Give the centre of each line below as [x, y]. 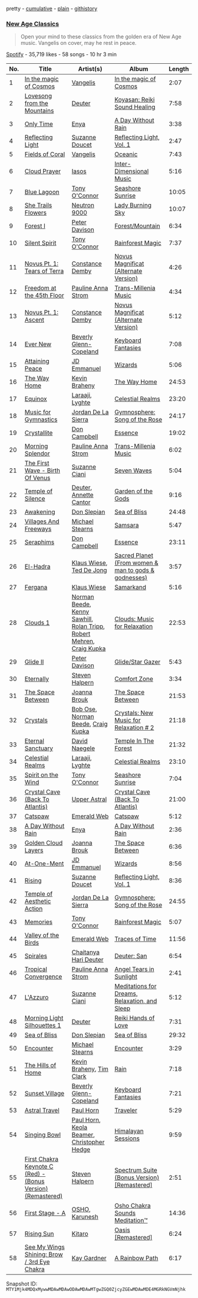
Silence [35, 499]
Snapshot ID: [22, 1284]
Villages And [42, 521]
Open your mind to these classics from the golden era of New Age [101, 37]
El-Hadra [37, 567]
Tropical [36, 969]
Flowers [36, 213]
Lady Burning [133, 205]
